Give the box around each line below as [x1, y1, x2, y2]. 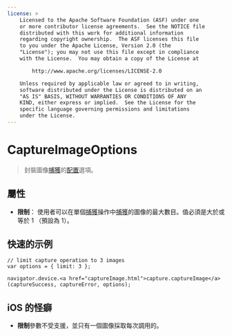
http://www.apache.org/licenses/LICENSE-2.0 [32, 67, 162, 75]
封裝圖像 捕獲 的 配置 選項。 [23, 165, 97, 174]
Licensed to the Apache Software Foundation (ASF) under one [19, 17, 199, 24]
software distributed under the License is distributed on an [19, 86, 202, 93]
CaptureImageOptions [7, 142, 138, 158]
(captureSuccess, [7, 281, 57, 288]
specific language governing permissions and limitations [19, 106, 190, 113]
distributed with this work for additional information [19, 29, 184, 37]
